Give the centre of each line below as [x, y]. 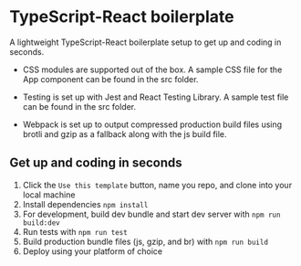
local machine [49, 195]
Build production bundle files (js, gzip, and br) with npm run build [145, 241]
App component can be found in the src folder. [110, 79]
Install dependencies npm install [85, 204]
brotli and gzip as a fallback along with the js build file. [125, 133]
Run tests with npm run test [75, 231]
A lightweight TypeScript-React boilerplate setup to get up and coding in [145, 42]
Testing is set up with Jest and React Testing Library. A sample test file [156, 97]
